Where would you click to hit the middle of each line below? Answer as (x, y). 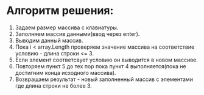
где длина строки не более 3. (54, 85)
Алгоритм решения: (60, 11)
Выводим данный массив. (49, 40)
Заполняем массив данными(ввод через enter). (77, 33)
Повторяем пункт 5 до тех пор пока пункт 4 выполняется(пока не (101, 66)
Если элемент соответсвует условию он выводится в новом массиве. (106, 60)
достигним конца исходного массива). (66, 72)
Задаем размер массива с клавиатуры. (67, 27)
